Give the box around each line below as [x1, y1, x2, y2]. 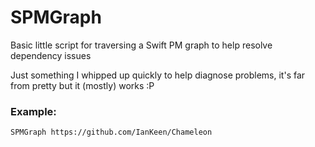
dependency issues [10, 49, 92, 61]
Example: [10, 104, 57, 118]
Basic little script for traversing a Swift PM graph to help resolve [10, 39, 273, 51]
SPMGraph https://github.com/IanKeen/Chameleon [10, 127, 213, 138]
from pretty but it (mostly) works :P [10, 79, 155, 91]
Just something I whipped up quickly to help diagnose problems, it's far [10, 69, 306, 81]
